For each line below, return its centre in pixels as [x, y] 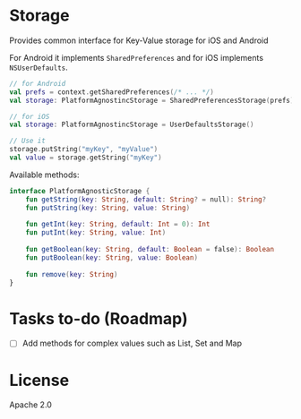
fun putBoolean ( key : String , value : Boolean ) [112, 257]
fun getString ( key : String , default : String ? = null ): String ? [146, 199]
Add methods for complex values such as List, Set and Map [132, 343]
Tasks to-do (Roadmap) [99, 318]
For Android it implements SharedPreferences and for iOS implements [137, 57]
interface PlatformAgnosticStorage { [80, 191]
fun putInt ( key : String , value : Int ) [96, 233]
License [39, 380]
